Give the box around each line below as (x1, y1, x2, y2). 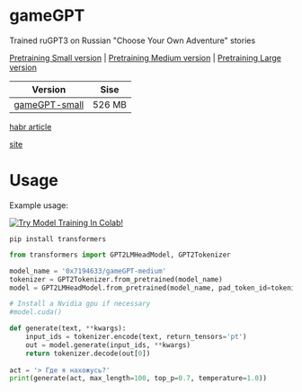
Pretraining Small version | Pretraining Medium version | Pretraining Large (9, 52, 281, 63)
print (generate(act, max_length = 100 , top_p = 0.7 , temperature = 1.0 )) (9, 374, 268, 383)
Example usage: (9, 199, 69, 211)
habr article (9, 121, 52, 132)
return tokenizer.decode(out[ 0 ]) (25, 349, 151, 358)
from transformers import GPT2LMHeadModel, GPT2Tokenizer (9, 250, 231, 259)
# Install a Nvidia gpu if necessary (9, 300, 151, 309)
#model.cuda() (9, 308, 63, 317)
